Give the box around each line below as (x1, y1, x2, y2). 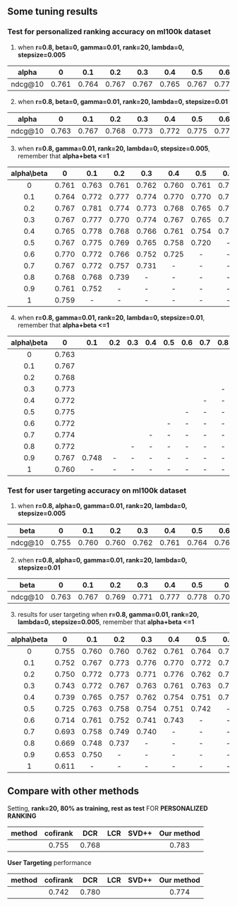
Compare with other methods (7, 785, 140, 797)
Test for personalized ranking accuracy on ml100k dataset (7, 27, 212, 37)
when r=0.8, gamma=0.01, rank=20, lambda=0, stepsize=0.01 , (17, 313, 205, 322)
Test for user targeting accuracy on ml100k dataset (7, 486, 187, 495)
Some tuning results (7, 6, 98, 18)
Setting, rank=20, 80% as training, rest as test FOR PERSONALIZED (7, 804, 208, 812)
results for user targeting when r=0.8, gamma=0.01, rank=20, (17, 610, 200, 618)
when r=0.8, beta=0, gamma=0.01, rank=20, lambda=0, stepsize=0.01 (17, 97, 228, 105)
